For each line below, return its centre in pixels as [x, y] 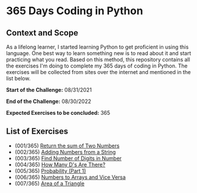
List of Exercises [37, 131]
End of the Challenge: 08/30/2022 [49, 101]
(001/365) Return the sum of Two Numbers [67, 146]
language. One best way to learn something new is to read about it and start [98, 53]
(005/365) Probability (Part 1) [50, 171]
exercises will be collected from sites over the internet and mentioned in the [98, 72]
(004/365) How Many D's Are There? [60, 165]
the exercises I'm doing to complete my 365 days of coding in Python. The [97, 66]
